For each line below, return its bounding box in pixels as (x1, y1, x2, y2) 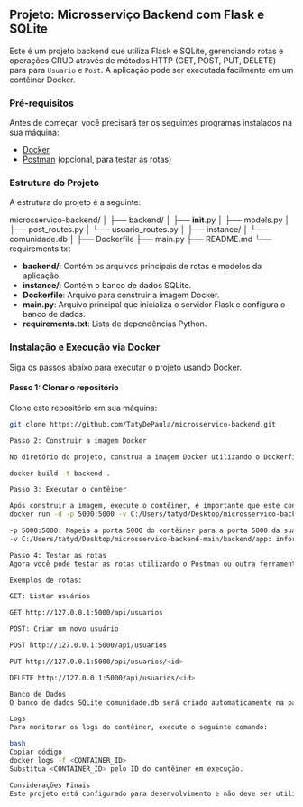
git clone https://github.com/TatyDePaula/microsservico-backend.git (9, 419, 277, 428)
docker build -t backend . (9, 469, 111, 478)
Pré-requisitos (9, 97, 74, 109)
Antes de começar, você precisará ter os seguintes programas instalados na (9, 117, 293, 128)
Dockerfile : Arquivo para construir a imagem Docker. (22, 289, 220, 301)
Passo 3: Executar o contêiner (9, 485, 127, 494)
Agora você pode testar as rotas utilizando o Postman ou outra (9, 559, 256, 568)
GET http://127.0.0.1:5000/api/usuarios (9, 608, 164, 617)
